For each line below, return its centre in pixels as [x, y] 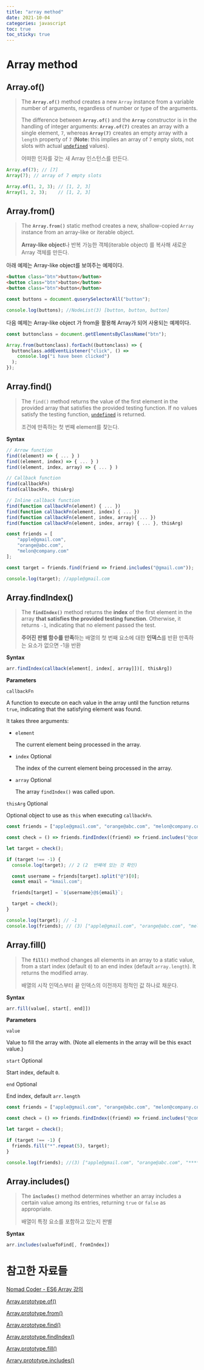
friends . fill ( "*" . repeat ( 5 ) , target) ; [61, 1146]
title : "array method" [35, 12]
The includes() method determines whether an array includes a [101, 1196]
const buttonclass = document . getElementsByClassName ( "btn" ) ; [87, 334]
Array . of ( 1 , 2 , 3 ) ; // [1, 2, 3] [49, 186]
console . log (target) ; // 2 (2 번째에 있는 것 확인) [75, 865]
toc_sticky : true [28, 35]
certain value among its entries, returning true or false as [93, 1203]
